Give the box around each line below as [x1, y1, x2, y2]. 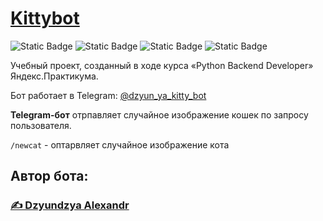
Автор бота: [10, 168, 89, 185]
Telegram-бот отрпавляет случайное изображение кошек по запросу [10, 108, 309, 121]
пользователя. [10, 119, 72, 131]
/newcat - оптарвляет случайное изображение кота [10, 138, 230, 151]
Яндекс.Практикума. [10, 70, 99, 82]
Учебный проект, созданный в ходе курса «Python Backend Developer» [10, 59, 314, 71]
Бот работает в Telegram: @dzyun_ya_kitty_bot [10, 89, 207, 101]
